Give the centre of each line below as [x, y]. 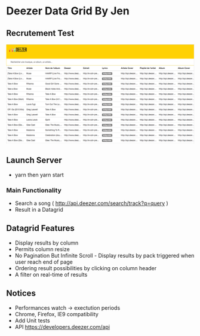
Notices [21, 293]
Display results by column [47, 243]
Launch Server [34, 161]
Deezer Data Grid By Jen [68, 11]
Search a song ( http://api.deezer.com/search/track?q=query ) [91, 203]
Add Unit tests [32, 320]
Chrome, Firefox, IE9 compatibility [56, 314]
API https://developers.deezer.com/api [62, 326]
